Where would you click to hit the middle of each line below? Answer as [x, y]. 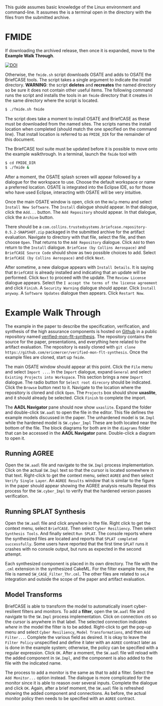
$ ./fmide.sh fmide [25, 109]
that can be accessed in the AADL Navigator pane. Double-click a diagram [80, 433]
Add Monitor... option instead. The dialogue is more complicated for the [78, 678]
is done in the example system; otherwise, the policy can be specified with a [81, 648]
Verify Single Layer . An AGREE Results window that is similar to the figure [80, 481]
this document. [20, 139]
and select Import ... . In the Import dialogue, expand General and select [78, 372]
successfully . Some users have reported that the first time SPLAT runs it [77, 544]
